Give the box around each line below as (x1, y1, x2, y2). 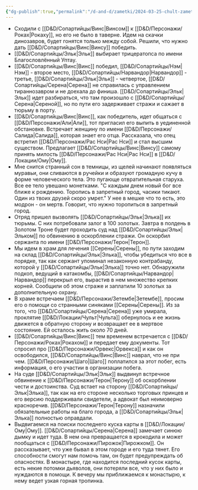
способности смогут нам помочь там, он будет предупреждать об (14, 452, 184, 459)
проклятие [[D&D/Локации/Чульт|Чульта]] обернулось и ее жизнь (14, 314, 181, 321)
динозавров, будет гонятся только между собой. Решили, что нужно (14, 37, 188, 44)
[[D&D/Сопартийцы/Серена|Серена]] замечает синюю (44, 427, 182, 434)
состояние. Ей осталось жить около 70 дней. (14, 326, 128, 333)
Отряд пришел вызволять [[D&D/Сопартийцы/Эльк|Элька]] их (14, 213, 171, 220)
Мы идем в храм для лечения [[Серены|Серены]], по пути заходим (14, 245, 185, 252)
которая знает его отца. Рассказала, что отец (60, 131, 176, 139)
